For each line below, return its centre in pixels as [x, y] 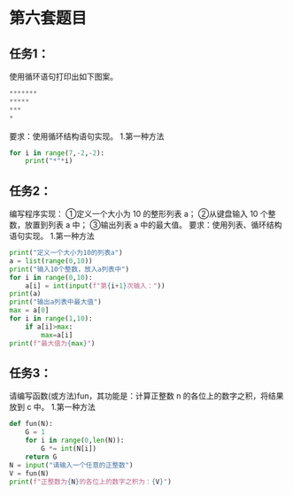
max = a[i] [57, 335]
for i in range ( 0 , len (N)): [75, 441]
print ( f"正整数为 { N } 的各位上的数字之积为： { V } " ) [91, 482]
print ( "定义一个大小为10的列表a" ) [66, 253]
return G [41, 457]
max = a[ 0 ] [29, 311]
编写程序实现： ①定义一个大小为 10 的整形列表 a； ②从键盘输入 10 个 [139, 214]
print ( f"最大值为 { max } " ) [52, 343]
